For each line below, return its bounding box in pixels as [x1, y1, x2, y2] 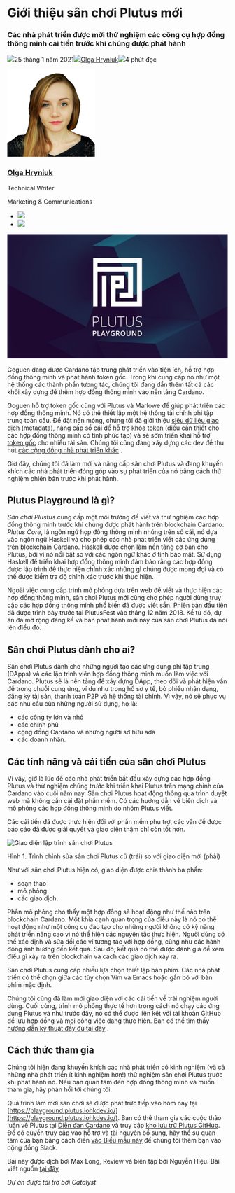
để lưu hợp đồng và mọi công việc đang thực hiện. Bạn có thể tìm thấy [7, 1017, 210, 1025]
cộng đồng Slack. [7, 1143, 58, 1152]
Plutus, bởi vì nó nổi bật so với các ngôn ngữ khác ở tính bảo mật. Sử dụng [7, 550, 222, 559]
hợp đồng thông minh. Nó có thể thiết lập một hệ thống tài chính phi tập [7, 408, 213, 417]
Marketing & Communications [7, 197, 93, 206]
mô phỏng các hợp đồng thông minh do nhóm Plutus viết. [7, 804, 173, 812]
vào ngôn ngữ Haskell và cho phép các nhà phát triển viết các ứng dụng [7, 536, 215, 544]
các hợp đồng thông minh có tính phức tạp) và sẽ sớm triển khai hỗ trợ [7, 431, 211, 439]
